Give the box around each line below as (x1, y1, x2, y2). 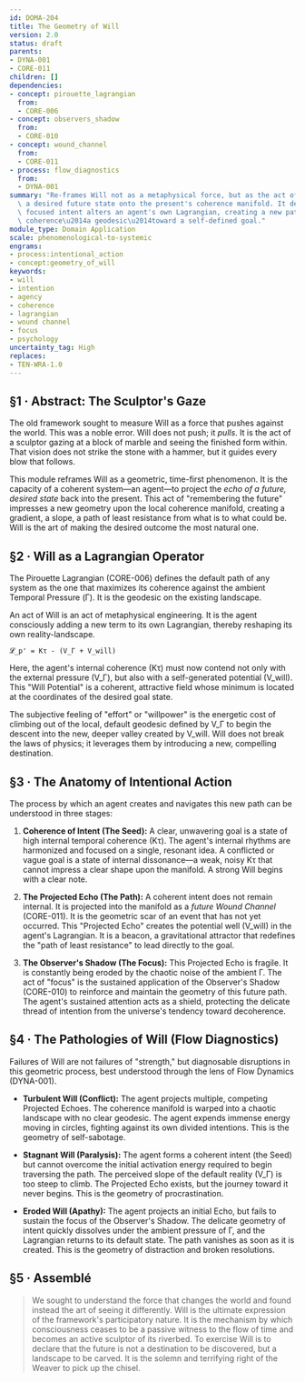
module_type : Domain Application (9, 225, 136, 234)
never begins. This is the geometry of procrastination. (22, 1187, 224, 1198)
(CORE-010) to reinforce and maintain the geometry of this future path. (22, 986, 288, 996)
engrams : (9, 242, 43, 251)
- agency (9, 292, 43, 301)
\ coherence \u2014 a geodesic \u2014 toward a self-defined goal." (17, 215, 266, 225)
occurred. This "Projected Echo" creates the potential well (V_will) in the (22, 920, 292, 931)
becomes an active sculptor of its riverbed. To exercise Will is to (31, 1333, 271, 1344)
